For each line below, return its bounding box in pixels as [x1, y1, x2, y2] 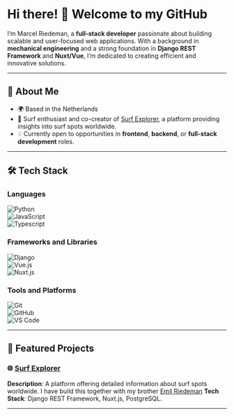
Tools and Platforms [7, 285, 77, 295]
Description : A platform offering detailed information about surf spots [7, 379, 208, 387]
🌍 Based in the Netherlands [17, 105, 99, 113]
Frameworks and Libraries [7, 237, 97, 247]
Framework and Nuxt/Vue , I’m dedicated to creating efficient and [7, 52, 196, 60]
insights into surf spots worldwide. [17, 122, 117, 130]
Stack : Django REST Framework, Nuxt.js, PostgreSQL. [7, 394, 162, 403]
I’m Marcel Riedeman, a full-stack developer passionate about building [7, 29, 212, 38]
